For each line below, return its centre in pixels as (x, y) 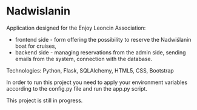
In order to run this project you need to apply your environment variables (97, 82)
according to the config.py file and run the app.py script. (77, 88)
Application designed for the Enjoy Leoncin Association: (76, 28)
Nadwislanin (38, 11)
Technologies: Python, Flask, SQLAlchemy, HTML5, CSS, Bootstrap (90, 70)
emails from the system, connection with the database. (84, 59)
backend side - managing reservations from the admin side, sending (100, 52)
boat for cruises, (35, 46)
